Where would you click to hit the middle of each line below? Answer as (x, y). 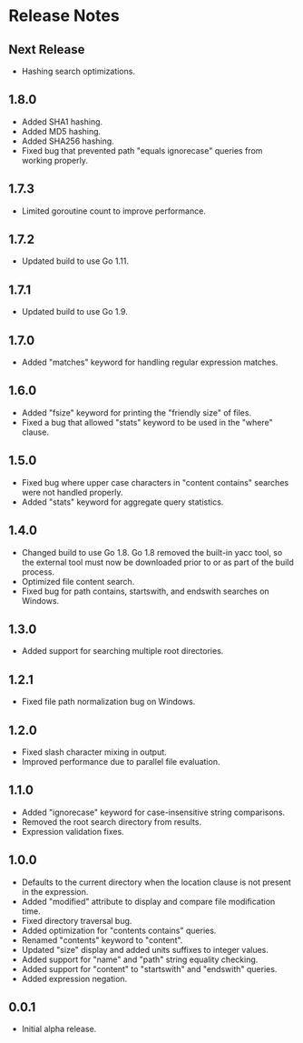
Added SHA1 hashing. (62, 121)
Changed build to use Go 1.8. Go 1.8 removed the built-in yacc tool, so (152, 552)
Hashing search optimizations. (78, 71)
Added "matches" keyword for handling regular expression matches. (150, 362)
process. (38, 572)
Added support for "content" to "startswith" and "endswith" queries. (149, 968)
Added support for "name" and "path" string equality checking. (140, 959)
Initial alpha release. (59, 1029)
